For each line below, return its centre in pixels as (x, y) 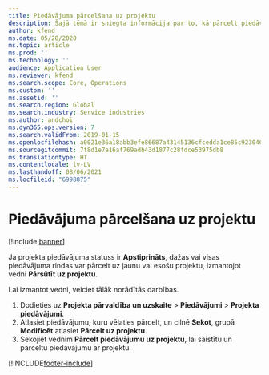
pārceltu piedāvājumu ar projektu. (76, 347)
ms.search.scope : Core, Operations (68, 83)
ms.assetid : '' (34, 98)
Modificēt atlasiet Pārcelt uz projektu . (83, 330)
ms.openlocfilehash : (43, 142)
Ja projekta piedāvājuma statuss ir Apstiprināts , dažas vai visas (114, 256)
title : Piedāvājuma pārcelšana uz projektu (82, 16)
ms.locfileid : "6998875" (50, 180)
